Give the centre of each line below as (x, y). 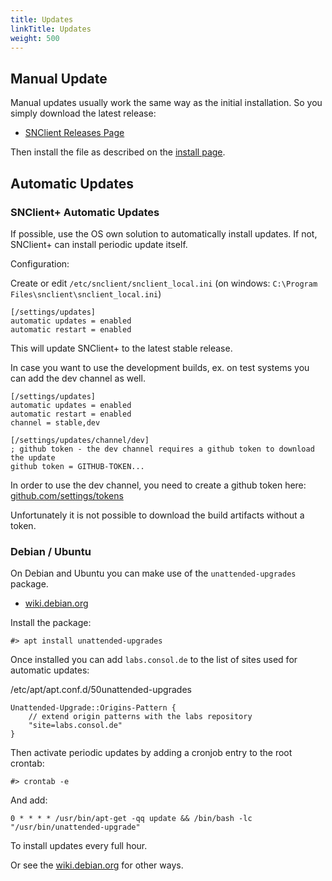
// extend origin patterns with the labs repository (140, 717)
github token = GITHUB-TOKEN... (77, 466)
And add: (29, 800)
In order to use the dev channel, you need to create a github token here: (158, 485)
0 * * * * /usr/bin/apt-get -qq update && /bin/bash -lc (131, 819)
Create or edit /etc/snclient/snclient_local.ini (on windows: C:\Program (164, 283)
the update (33, 457)
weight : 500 (35, 38)
